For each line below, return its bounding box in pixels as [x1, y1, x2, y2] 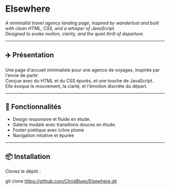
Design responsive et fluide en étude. [12, 116, 91, 122]
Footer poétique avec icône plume [12, 127, 84, 133]
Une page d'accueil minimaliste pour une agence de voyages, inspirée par [5, 67, 160, 73]
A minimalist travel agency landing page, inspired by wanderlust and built [5, 20, 159, 26]
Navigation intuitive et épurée [12, 132, 74, 138]
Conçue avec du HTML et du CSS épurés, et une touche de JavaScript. [5, 77, 154, 84]
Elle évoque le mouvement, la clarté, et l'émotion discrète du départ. [5, 83, 148, 89]
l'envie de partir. [5, 72, 39, 78]
